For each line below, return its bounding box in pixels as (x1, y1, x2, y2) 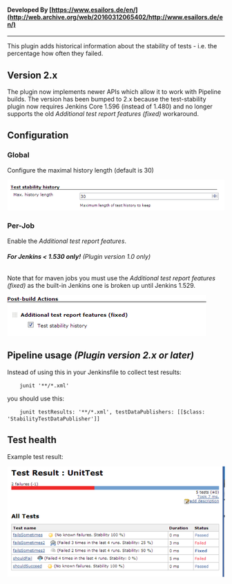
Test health (7, 434, 57, 446)
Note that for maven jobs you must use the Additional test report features (7, 273, 216, 282)
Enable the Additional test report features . (7, 237, 126, 245)
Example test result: (7, 452, 64, 460)
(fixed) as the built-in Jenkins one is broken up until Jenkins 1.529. (7, 281, 195, 289)
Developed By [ (7, 6, 52, 14)
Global (7, 150, 30, 160)
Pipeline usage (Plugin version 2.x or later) (7, 349, 195, 362)
